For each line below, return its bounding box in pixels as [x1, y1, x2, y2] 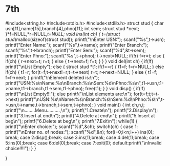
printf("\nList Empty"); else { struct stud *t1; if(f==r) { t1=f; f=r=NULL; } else [5, 64, 164, 70]
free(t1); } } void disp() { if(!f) [85, 85, 145, 91]
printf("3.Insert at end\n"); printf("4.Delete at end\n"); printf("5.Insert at [5, 112, 155, 118]
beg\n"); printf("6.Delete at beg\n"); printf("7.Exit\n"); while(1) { [5, 118, 138, 124]
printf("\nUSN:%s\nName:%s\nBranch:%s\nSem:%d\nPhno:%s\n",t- [20, 96, 165, 102]
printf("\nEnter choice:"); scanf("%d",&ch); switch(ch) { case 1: [5, 123, 138, 130]
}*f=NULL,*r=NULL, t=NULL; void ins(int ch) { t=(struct [5, 31, 120, 37]
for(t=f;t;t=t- [133, 91, 160, 97]
